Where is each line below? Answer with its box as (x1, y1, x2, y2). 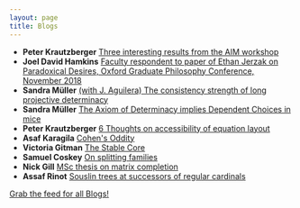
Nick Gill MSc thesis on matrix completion (22, 161, 178, 172)
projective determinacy (22, 94, 109, 104)
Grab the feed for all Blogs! (9, 188, 110, 199)
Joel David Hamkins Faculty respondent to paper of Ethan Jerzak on (22, 56, 279, 67)
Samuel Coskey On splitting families (22, 151, 158, 162)
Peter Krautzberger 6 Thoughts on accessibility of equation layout (22, 122, 270, 133)
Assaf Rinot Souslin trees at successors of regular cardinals (22, 170, 246, 181)
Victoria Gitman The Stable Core (22, 141, 146, 153)
